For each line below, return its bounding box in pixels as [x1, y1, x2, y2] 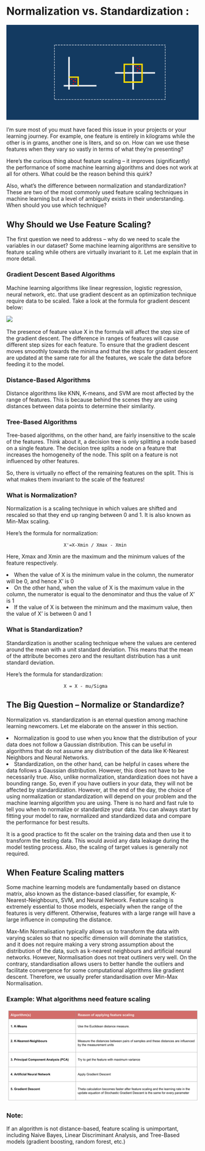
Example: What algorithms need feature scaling [6, 995, 151, 1003]
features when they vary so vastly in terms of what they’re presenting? [6, 145, 184, 153]
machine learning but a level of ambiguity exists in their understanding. [6, 195, 185, 203]
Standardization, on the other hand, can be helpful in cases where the [14, 760, 190, 767]
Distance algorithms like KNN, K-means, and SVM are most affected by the [6, 389, 194, 397]
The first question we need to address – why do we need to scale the [6, 236, 180, 243]
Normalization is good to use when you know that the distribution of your [14, 734, 197, 741]
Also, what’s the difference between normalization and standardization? [6, 182, 187, 190]
